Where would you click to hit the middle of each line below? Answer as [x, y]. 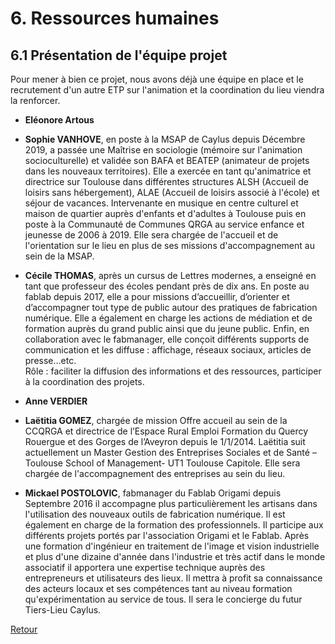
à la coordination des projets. [84, 381]
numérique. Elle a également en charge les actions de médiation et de [168, 318]
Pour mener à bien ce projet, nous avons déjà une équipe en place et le [157, 79]
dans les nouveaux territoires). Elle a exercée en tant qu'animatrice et [168, 171]
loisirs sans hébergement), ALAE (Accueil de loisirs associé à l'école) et [172, 192]
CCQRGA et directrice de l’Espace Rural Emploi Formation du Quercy [166, 431]
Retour [24, 629]
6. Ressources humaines [115, 18]
